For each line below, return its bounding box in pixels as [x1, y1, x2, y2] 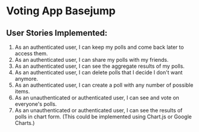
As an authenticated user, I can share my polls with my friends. [14, 56, 169, 63]
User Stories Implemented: [6, 28, 108, 38]
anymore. [14, 76, 39, 82]
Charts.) [14, 120, 35, 126]
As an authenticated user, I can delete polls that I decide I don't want [14, 69, 183, 76]
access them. [14, 50, 48, 57]
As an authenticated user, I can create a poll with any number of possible [14, 81, 194, 89]
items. [14, 88, 30, 95]
